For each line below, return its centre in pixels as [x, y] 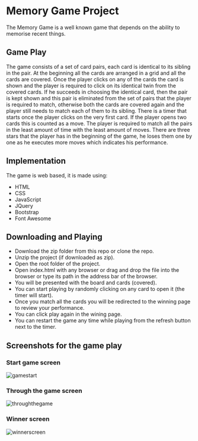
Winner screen [28, 419]
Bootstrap [27, 212]
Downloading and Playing [54, 237]
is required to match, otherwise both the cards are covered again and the [95, 104]
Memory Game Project [63, 11]
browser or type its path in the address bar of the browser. [86, 277]
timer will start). [34, 296]
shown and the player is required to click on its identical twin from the [91, 85]
